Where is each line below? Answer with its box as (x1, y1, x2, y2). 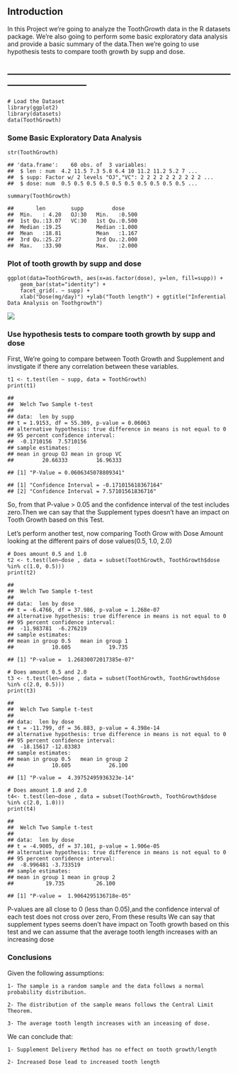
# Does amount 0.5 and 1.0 (7, 550, 87, 557)
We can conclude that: (7, 1032, 73, 1040)
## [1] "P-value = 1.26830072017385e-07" (7, 656, 135, 663)
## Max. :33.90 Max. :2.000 (7, 242, 138, 249)
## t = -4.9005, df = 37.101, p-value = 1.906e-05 (7, 842, 160, 850)
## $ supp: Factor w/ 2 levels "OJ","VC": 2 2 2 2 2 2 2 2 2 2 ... (7, 173, 214, 180)
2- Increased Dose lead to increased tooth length (7, 1058, 160, 1065)
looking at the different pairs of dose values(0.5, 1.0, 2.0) (7, 536, 172, 545)
